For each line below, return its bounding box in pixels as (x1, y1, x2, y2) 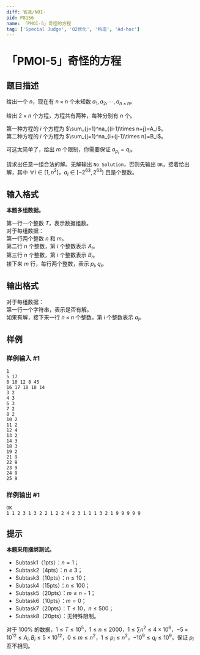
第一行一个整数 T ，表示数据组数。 (6, 220, 92, 227)
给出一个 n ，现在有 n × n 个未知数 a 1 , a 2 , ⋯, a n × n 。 (6, 98, 136, 107)
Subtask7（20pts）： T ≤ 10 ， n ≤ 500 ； (15, 605, 114, 612)
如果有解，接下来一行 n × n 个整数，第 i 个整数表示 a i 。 (6, 313, 145, 322)
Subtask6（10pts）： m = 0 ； (15, 597, 87, 605)
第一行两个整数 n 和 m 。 (6, 235, 67, 242)
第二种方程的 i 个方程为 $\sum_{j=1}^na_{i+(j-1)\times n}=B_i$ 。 (6, 133, 167, 140)
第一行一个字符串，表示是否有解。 (6, 305, 92, 313)
